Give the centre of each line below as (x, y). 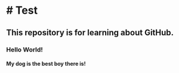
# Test (22, 10)
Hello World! (25, 50)
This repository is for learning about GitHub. (90, 33)
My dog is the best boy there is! (46, 64)
